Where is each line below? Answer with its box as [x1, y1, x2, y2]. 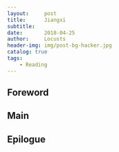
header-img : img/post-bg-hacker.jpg [7, 42, 112, 49]
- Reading [19, 61, 48, 68]
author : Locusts [7, 36, 67, 43]
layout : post [7, 10, 57, 17]
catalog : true [7, 49, 48, 56]
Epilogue [7, 133, 46, 145]
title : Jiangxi [7, 17, 67, 23]
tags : [7, 55, 23, 62]
